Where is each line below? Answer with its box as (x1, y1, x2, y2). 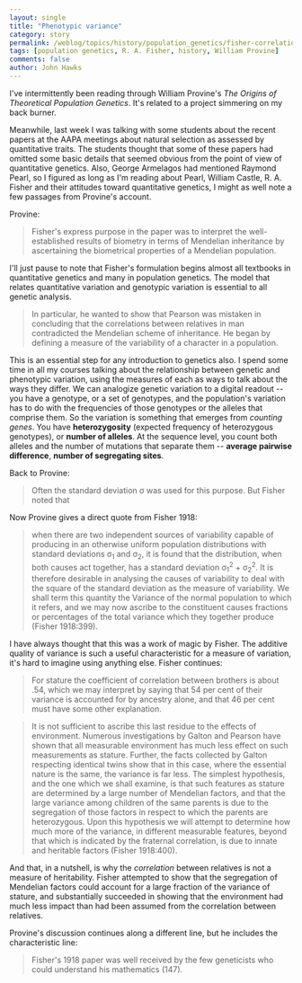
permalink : (9, 38, 50, 48)
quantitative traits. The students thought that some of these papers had (9, 143, 274, 154)
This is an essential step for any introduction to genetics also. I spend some (9, 354, 289, 365)
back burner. (9, 107, 57, 118)
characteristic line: (9, 937, 78, 948)
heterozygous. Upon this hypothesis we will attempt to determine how (31, 817, 290, 828)
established (31, 235, 75, 246)
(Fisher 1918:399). (31, 621, 99, 632)
